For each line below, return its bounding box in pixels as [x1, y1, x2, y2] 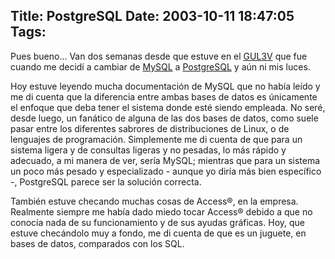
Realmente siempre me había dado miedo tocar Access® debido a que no [10, 205, 313, 218]
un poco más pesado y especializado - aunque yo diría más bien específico [10, 165, 322, 177]
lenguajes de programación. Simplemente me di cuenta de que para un [10, 133, 303, 145]
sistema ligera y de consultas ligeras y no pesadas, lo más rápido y [10, 144, 287, 156]
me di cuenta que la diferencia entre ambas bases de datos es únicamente [10, 90, 318, 103]
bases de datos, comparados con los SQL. [10, 237, 185, 249]
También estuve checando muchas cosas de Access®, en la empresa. [10, 195, 299, 207]
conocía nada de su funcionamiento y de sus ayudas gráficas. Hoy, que [10, 216, 305, 228]
